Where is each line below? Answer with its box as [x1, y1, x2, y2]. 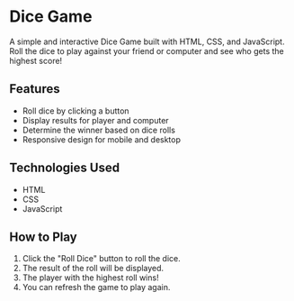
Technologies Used [9, 160, 120, 176]
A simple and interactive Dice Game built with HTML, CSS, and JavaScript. [9, 36, 285, 47]
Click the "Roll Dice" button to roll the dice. [22, 253, 182, 264]
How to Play [9, 229, 78, 244]
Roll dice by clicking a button [22, 105, 129, 116]
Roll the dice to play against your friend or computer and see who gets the [9, 45, 285, 56]
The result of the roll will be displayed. [22, 263, 165, 274]
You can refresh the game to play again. [22, 282, 171, 293]
